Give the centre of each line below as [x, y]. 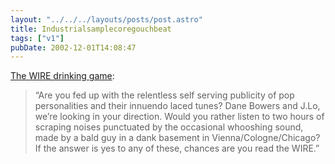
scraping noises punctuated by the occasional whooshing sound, [169, 127]
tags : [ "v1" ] [37, 38]
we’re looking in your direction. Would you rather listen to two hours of [179, 117]
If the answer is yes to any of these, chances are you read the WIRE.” [177, 148]
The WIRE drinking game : [62, 76]
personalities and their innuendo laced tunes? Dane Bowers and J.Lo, [177, 106]
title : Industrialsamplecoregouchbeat [91, 29]
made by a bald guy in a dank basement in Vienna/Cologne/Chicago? [177, 138]
